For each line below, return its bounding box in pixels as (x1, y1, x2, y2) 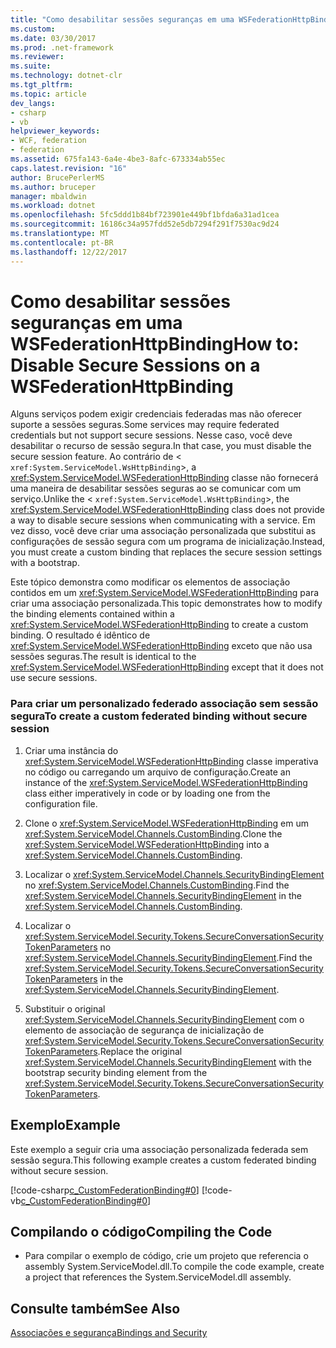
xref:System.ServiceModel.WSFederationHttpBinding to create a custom (10, 619, 309, 631)
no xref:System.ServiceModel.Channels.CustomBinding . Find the (24, 879, 290, 891)
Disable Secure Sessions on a (10, 354, 261, 376)
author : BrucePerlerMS (10, 172, 105, 183)
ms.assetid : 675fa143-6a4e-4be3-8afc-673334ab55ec (10, 154, 226, 164)
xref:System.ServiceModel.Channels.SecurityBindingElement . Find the (24, 951, 313, 963)
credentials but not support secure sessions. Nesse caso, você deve (10, 429, 293, 441)
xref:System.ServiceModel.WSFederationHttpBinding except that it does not (10, 661, 324, 673)
